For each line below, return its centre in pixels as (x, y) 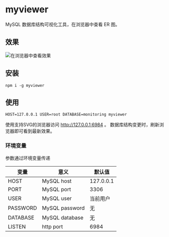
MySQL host (57, 181)
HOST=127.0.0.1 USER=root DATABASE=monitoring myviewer (66, 115)
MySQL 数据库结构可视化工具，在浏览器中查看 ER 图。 (63, 24)
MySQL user (57, 198)
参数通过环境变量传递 (28, 158)
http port (52, 226)
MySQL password (63, 208)
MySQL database (62, 217)
